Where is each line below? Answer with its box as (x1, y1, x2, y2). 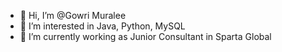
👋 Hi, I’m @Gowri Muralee (19, 10, 127, 21)
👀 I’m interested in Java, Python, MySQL (19, 20, 186, 32)
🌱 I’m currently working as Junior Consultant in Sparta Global (19, 31, 272, 42)
